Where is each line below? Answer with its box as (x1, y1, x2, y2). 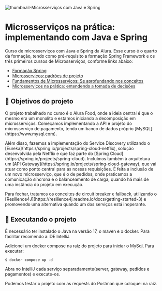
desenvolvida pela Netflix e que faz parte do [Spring (5, 151, 109, 156)
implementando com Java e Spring (5, 32, 148, 43)
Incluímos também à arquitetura (87, 155, 150, 161)
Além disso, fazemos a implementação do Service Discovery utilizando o (5, 140, 150, 146)
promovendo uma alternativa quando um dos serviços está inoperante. (5, 201, 147, 207)
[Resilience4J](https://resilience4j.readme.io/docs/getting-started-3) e (5, 196, 147, 202)
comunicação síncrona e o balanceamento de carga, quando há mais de (5, 176, 149, 182)
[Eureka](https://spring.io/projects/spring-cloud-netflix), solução (5, 145, 134, 151)
